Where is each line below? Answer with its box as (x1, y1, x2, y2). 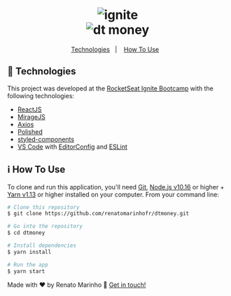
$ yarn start (7, 267, 45, 275)
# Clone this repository (7, 203, 80, 210)
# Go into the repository (7, 223, 83, 230)
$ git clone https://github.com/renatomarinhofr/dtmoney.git (7, 210, 190, 217)
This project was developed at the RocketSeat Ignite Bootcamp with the (7, 84, 213, 93)
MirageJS (17, 112, 45, 121)
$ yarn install (7, 248, 52, 255)
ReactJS (17, 105, 42, 114)
